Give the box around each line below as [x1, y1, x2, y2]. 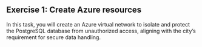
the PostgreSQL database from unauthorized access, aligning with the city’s [6, 27, 196, 34]
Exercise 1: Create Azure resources [6, 5, 142, 15]
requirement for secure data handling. [6, 33, 101, 41]
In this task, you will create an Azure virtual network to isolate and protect [6, 20, 190, 28]
